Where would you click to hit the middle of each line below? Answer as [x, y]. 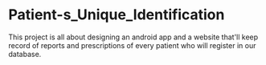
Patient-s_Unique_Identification [117, 15]
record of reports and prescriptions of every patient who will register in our [132, 45]
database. [25, 54]
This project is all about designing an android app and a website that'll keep [133, 37]
